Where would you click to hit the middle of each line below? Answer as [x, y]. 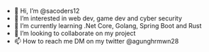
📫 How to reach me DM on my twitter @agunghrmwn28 [96, 41]
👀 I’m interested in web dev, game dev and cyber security [98, 18]
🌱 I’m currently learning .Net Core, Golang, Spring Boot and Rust [108, 26]
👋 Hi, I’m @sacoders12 [47, 11]
